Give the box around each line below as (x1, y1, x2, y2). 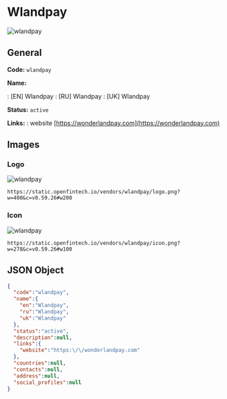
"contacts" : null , (13, 366, 63, 373)
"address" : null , (13, 372, 60, 380)
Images (7, 139, 40, 150)
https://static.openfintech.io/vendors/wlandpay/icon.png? (7, 240, 181, 246)
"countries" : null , (13, 360, 67, 367)
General (7, 47, 43, 59)
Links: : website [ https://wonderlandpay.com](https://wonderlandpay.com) (7, 119, 220, 127)
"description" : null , (13, 334, 72, 341)
